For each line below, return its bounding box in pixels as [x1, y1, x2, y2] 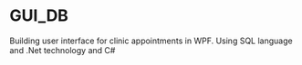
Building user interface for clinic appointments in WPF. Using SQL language [9, 35, 294, 46]
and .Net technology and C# [9, 44, 116, 55]
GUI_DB [9, 5, 68, 26]
